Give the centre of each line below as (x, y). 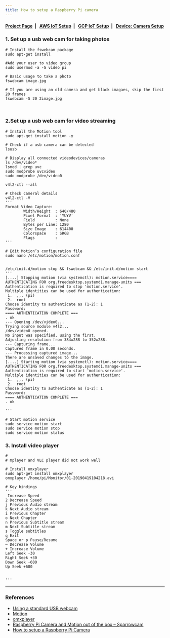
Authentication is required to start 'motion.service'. (65, 371)
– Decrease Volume (25, 545)
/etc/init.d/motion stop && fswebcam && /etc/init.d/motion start (77, 269)
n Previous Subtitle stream (35, 523)
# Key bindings (21, 487)
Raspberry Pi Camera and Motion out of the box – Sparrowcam (78, 625)
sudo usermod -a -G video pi (36, 67)
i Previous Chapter (26, 514)
